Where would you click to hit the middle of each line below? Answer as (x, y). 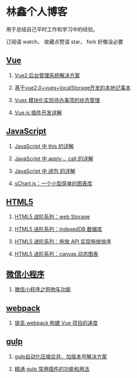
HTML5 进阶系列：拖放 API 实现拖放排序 (63, 242)
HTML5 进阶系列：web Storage (52, 217)
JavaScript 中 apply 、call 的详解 (54, 158)
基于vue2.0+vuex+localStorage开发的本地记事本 (73, 88)
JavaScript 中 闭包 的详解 (45, 171)
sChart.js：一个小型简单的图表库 (53, 183)
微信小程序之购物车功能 (43, 289)
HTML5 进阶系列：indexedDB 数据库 (58, 229)
